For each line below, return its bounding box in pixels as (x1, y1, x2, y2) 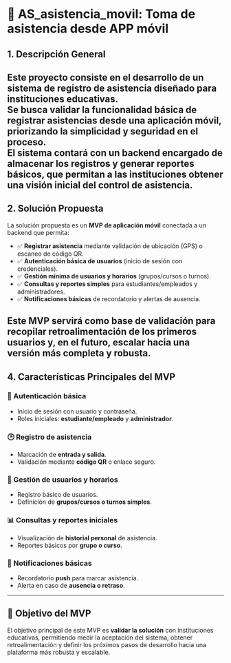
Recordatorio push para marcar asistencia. (16, 574, 139, 582)
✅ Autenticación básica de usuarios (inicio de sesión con (16, 256, 183, 265)
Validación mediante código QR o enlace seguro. (16, 458, 156, 466)
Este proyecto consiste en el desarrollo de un (7, 72, 204, 83)
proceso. (7, 136, 47, 147)
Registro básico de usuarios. (16, 491, 98, 499)
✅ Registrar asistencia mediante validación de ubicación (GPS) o (16, 241, 203, 250)
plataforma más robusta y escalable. (7, 648, 111, 656)
